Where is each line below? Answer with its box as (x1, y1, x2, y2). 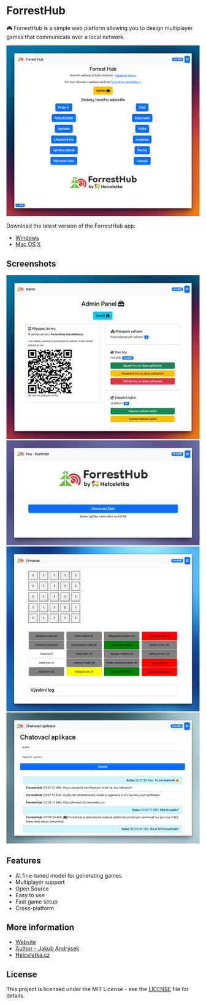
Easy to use (15, 891, 45, 899)
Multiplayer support (15, 878, 66, 886)
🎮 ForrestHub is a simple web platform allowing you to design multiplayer (6, 24, 193, 31)
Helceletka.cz (15, 951, 50, 959)
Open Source (15, 884, 49, 892)
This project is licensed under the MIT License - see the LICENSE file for (6, 986, 189, 993)
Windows (15, 234, 39, 242)
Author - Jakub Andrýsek (15, 945, 80, 952)
